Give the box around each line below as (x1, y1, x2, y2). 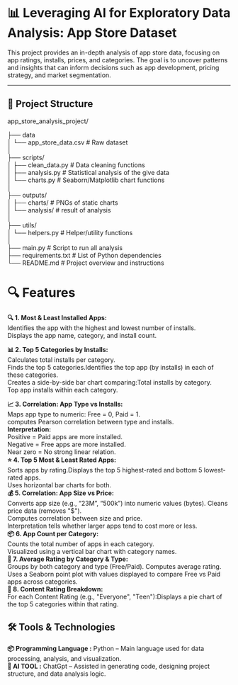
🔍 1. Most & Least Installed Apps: (7, 313, 108, 322)
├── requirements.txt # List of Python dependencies (7, 251, 161, 259)
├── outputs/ (7, 191, 47, 199)
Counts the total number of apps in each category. (7, 539, 154, 548)
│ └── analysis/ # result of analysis (7, 205, 111, 214)
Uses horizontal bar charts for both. (7, 480, 112, 489)
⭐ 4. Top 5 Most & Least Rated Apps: (7, 455, 117, 464)
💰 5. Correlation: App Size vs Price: (7, 489, 115, 497)
